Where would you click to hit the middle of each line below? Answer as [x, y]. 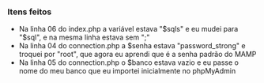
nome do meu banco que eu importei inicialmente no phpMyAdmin [127, 71]
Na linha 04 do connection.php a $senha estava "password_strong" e [132, 46]
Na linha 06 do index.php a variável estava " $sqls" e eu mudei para [128, 29]
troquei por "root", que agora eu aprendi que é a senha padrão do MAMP [138, 55]
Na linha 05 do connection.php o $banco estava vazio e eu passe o [128, 62]
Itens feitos [30, 12]
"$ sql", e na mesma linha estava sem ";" [84, 37]
